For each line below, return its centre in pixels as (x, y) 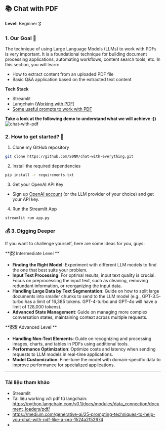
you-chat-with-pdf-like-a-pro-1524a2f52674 (58, 419)
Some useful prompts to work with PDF (52, 109)
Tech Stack (17, 89)
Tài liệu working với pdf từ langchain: (50, 398)
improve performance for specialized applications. (63, 365)
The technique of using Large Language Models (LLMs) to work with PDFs (81, 49)
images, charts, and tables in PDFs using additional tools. (70, 344)
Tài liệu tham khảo (27, 383)
